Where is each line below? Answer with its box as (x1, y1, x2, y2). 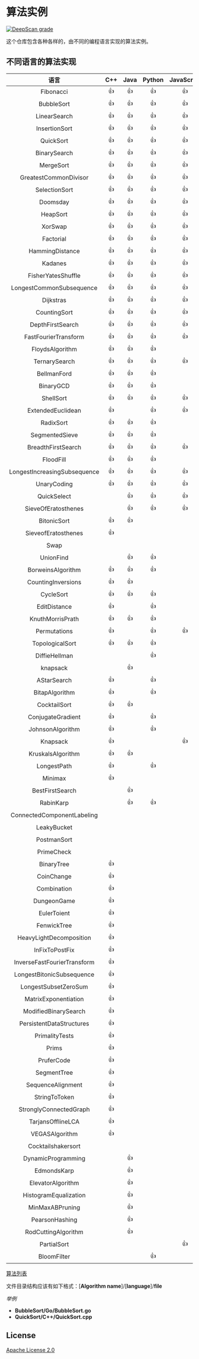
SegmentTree (35, 1068, 73, 1077)
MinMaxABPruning (28, 1203, 81, 1212)
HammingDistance (28, 247, 80, 256)
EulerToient (38, 909, 70, 917)
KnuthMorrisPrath (29, 615, 79, 623)
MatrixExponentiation (24, 995, 84, 1003)
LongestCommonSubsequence (11, 284, 98, 292)
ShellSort (41, 394, 67, 402)
